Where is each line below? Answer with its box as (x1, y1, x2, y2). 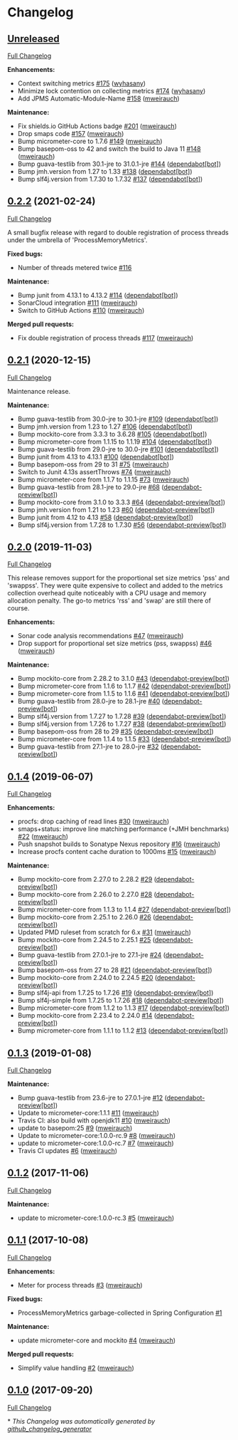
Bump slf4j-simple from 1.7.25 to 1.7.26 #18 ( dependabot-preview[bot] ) (17, 996, 225, 1005)
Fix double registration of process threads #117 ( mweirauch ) (17, 333, 194, 342)
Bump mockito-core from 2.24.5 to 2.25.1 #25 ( (17, 936, 155, 944)
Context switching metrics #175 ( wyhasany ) (17, 79, 146, 88)
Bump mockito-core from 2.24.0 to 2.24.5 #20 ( (17, 974, 158, 982)
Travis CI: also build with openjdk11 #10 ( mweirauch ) (17, 1116, 171, 1125)
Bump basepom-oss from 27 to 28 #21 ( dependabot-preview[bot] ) (17, 966, 212, 974)
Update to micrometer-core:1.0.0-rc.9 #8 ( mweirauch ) (17, 1132, 176, 1140)
